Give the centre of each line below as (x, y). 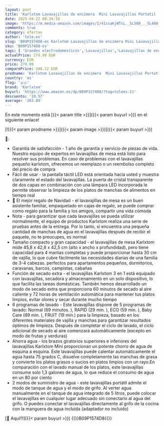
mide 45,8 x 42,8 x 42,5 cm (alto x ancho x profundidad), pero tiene (80, 248)
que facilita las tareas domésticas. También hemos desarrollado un (79, 284)
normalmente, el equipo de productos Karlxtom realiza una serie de (80, 222)
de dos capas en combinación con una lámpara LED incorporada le (80, 185)
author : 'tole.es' (24, 37)
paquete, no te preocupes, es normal (49, 237)
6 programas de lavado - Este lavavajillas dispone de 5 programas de (82, 305)
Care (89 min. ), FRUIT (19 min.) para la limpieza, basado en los (75, 315)
